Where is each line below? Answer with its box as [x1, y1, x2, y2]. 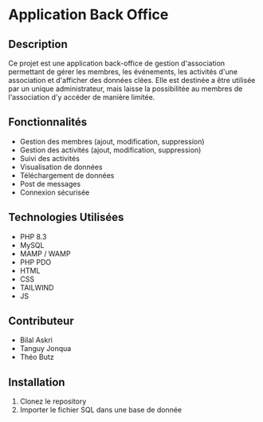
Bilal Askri [19, 335, 53, 345]
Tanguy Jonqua [19, 344, 72, 353]
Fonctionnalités [8, 116, 88, 129]
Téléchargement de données [19, 170, 115, 180]
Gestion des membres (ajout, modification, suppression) [19, 136, 205, 146]
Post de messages [19, 179, 81, 188]
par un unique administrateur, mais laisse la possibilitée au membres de [8, 84, 243, 93]
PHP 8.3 [19, 231, 47, 241]
